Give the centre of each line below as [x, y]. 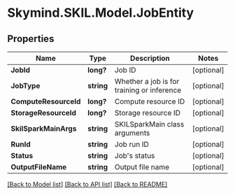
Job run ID [131, 144]
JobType [26, 86]
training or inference [148, 90]
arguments [132, 133]
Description [150, 58]
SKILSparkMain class [149, 124]
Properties [31, 39]
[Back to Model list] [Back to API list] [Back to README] [87, 184]
